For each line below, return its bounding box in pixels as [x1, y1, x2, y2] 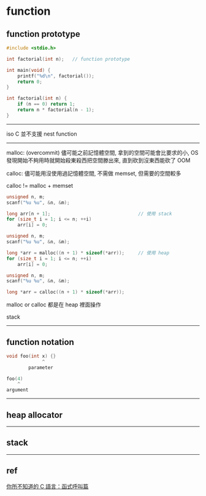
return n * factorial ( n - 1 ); [17, 107, 95, 113]
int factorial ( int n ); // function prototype [6, 56, 131, 62]
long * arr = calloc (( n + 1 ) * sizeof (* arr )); [6, 289, 125, 295]
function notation [6, 336, 75, 347]
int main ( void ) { [6, 67, 51, 73]
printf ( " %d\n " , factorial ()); [17, 72, 95, 79]
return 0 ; [17, 79, 43, 85]
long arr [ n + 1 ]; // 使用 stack [6, 211, 172, 217]
